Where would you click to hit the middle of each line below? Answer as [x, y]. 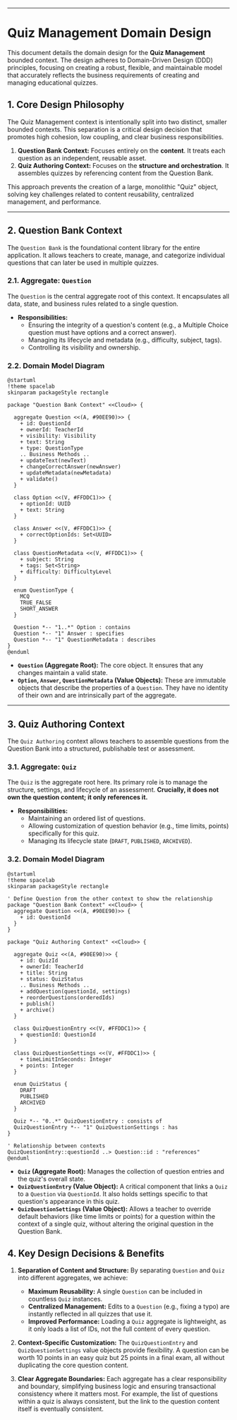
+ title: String [44, 973]
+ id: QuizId [39, 960]
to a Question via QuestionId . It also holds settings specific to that [113, 1193]
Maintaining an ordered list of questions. [87, 818]
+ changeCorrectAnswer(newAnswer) [71, 467]
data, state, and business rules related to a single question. [93, 304]
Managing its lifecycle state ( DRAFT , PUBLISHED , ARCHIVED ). [110, 841]
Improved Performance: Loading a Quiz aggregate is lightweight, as [127, 1322]
